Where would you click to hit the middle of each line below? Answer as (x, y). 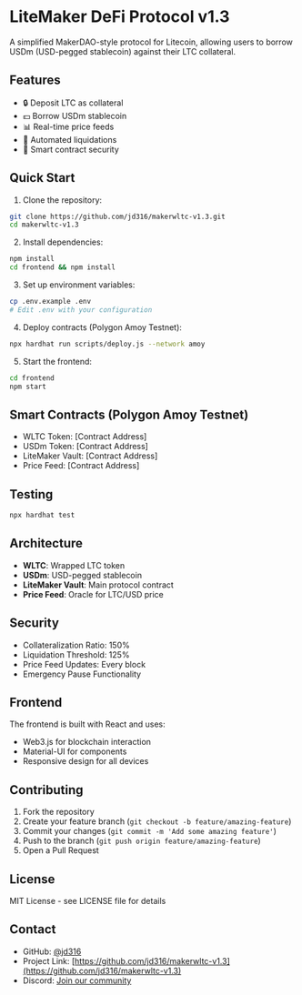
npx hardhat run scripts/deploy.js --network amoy (107, 344)
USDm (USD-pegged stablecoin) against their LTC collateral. (123, 51)
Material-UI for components (75, 751)
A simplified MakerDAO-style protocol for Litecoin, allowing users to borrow (151, 42)
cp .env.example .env (50, 302)
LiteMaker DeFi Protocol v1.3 (120, 17)
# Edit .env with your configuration (81, 310)
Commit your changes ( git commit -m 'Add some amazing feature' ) (150, 831)
